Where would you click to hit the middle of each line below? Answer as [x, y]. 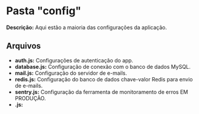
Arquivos [24, 46]
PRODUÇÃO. [30, 98]
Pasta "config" [44, 11]
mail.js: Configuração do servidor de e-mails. [71, 73]
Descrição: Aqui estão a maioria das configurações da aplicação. [87, 27]
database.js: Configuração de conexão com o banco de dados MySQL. [102, 66]
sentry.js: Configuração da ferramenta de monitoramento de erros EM [102, 92]
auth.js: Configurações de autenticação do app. [74, 60]
